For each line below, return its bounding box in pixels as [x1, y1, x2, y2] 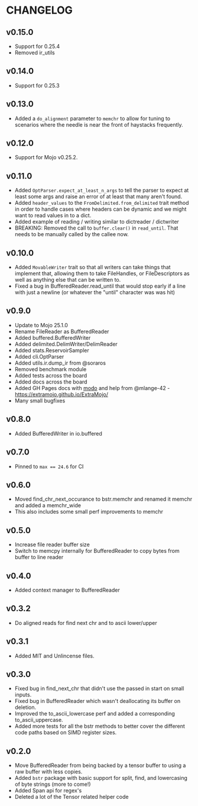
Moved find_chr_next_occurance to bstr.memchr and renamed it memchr [14, 495, 193, 503]
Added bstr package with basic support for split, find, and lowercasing [14, 775, 188, 782]
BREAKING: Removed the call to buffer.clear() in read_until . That [14, 224, 178, 231]
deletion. [14, 704, 37, 711]
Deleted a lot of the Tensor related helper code [14, 794, 129, 801]
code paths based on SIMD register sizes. [14, 729, 117, 736]
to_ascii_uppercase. [14, 717, 63, 724]
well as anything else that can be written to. [14, 276, 121, 283]
